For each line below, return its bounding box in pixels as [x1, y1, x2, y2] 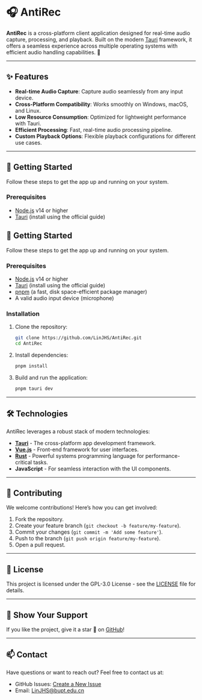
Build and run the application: [14, 373, 88, 381]
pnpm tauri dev [14, 386, 54, 392]
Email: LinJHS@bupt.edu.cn [14, 687, 84, 694]
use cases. [14, 139, 42, 146]
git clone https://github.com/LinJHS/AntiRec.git [14, 335, 142, 341]
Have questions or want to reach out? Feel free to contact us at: [6, 669, 164, 676]
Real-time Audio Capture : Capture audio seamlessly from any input [14, 87, 183, 95]
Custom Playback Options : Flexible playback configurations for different [14, 133, 196, 140]
